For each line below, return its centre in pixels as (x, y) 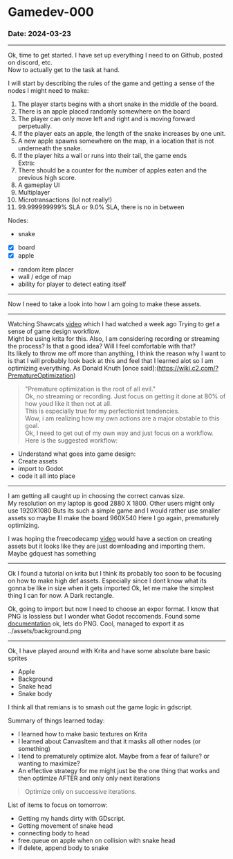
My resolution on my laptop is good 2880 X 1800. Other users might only (111, 503)
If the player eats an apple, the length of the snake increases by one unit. (122, 134)
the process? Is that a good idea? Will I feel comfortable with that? (102, 346)
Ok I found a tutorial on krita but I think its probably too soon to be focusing (115, 573)
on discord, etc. (30, 62)
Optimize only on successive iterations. (81, 791)
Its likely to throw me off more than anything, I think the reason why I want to (117, 353)
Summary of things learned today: (56, 720)
